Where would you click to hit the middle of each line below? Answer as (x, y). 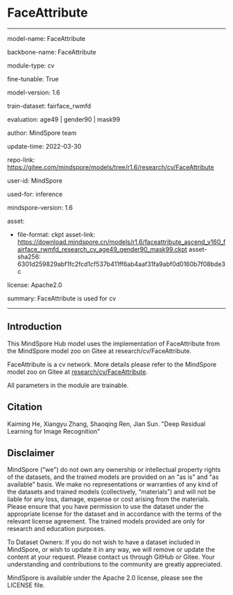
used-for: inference (35, 194)
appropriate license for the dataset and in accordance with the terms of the (114, 514)
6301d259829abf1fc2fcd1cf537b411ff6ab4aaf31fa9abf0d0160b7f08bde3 (121, 264)
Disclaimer (31, 453)
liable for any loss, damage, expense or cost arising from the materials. (109, 499)
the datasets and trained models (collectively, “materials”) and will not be (112, 492)
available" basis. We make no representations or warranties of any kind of (113, 484)
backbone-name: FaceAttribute (52, 52)
